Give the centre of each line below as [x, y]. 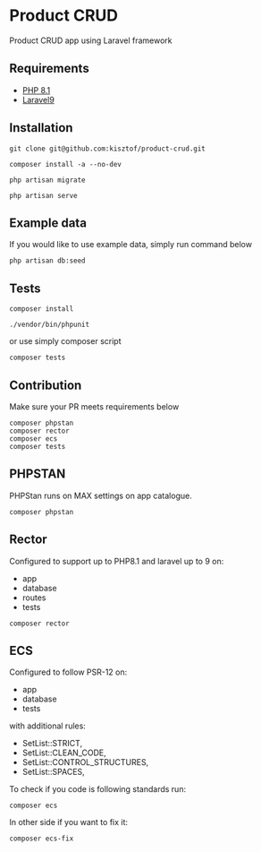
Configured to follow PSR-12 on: [68, 672]
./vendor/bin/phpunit [50, 325]
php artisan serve [43, 195]
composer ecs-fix [42, 839]
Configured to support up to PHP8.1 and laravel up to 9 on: [117, 561]
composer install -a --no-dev [66, 164]
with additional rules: [48, 726]
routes [34, 598]
